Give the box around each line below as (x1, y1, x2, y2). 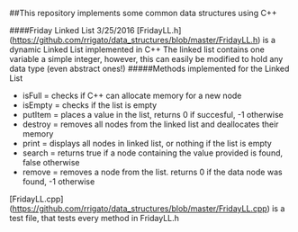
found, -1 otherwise (22, 176, 95, 187)
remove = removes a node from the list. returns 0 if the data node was (22, 166, 283, 177)
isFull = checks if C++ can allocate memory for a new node (22, 90, 242, 101)
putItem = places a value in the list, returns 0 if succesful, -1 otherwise (22, 110, 284, 120)
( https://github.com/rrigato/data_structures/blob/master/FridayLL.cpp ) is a (9, 203, 285, 214)
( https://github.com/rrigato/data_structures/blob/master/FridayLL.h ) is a (9, 35, 276, 45)
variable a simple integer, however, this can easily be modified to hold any (9, 54, 284, 64)
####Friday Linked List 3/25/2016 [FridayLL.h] (9, 25, 182, 35)
